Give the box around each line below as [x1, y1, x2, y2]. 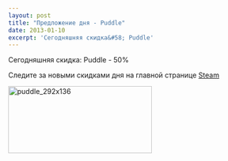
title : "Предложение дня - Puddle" [8, 19, 126, 27]
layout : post [8, 11, 51, 20]
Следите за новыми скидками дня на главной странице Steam [8, 70, 220, 80]
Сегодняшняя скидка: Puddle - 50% [8, 55, 129, 65]
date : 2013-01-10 [8, 26, 66, 34]
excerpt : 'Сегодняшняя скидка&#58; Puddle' [8, 33, 154, 42]
